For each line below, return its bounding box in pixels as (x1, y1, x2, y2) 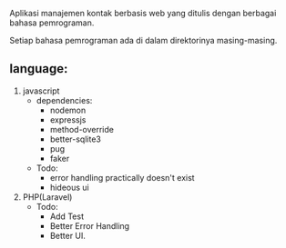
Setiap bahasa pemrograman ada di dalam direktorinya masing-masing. (9, 35, 278, 45)
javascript (22, 85, 60, 96)
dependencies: (36, 94, 93, 105)
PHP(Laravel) (22, 191, 73, 203)
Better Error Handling (49, 220, 130, 231)
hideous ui (49, 182, 89, 193)
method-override (49, 124, 114, 134)
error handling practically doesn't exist (49, 172, 195, 183)
